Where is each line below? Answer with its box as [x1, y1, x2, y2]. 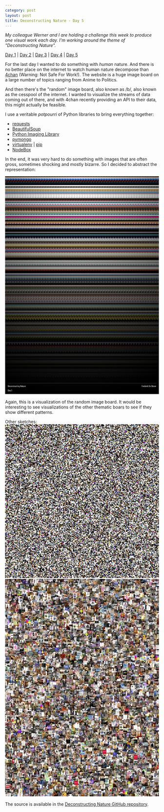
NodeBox [12, 147, 31, 153]
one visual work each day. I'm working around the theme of [5, 37, 125, 43]
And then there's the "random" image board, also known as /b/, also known [5, 86, 157, 92]
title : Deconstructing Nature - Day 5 [5, 18, 84, 23]
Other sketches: [5, 419, 38, 425]
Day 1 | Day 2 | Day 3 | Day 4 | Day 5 [5, 52, 78, 58]
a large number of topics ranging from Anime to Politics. [5, 77, 118, 83]
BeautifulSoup [12, 126, 41, 132]
